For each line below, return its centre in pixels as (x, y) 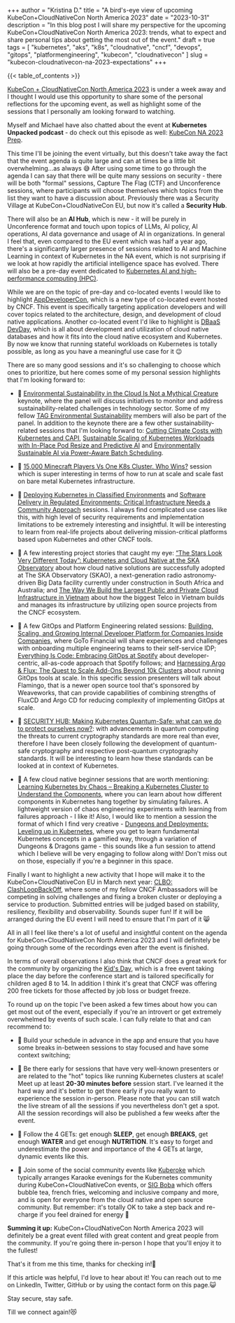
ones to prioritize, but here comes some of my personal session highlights (114, 372)
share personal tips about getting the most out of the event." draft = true (111, 40)
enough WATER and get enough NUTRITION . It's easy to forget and (115, 1142)
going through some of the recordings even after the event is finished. (108, 947)
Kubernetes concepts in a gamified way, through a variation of (107, 839)
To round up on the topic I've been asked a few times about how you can (112, 1004)
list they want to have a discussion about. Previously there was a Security (113, 198)
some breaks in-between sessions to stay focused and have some (113, 1047)
